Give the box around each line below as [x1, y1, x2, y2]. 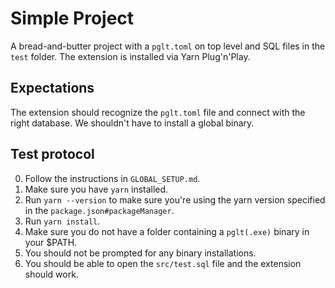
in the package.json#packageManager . [24, 204, 175, 216]
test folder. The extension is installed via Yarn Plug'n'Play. [10, 50, 251, 62]
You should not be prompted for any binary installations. [24, 247, 257, 259]
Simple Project [10, 7, 135, 30]
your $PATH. [24, 236, 78, 248]
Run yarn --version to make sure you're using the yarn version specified [24, 193, 326, 206]
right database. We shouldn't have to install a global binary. [10, 117, 255, 129]
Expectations [10, 80, 95, 97]
